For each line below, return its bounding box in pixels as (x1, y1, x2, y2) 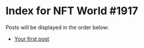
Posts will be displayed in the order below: (5, 24, 109, 31)
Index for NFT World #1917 (5, 4, 139, 18)
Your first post (14, 35, 49, 42)
